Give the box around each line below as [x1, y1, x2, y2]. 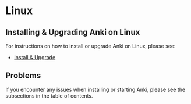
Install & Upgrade [13, 54, 56, 60]
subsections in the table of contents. [5, 92, 93, 99]
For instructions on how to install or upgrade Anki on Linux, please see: [5, 42, 176, 49]
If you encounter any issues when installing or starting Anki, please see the [5, 86, 186, 93]
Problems [5, 71, 41, 81]
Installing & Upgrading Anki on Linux [5, 27, 140, 37]
